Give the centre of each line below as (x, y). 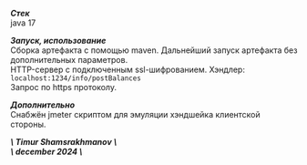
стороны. (28, 124)
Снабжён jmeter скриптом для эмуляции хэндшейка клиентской (135, 114)
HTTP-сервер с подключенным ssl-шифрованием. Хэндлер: (128, 69)
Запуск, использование (58, 41)
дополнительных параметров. (69, 60)
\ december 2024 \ (46, 151)
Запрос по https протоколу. (64, 87)
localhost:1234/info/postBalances (76, 78)
